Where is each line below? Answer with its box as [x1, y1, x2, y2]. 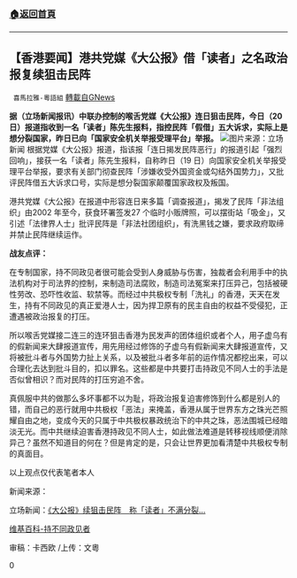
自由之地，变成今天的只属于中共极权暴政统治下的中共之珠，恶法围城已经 [16, 415, 280, 426]
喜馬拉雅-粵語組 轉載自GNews [12, 92, 116, 103]
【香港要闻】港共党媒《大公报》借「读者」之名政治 [9, 50, 288, 66]
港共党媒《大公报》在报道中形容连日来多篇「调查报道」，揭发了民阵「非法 [9, 197, 277, 207]
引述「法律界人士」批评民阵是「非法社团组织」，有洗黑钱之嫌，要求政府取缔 [9, 219, 285, 229]
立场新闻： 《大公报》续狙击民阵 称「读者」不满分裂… [9, 505, 206, 515]
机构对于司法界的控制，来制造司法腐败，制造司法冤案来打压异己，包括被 [16, 278, 280, 289]
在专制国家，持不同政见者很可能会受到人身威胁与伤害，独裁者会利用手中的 [9, 267, 280, 278]
